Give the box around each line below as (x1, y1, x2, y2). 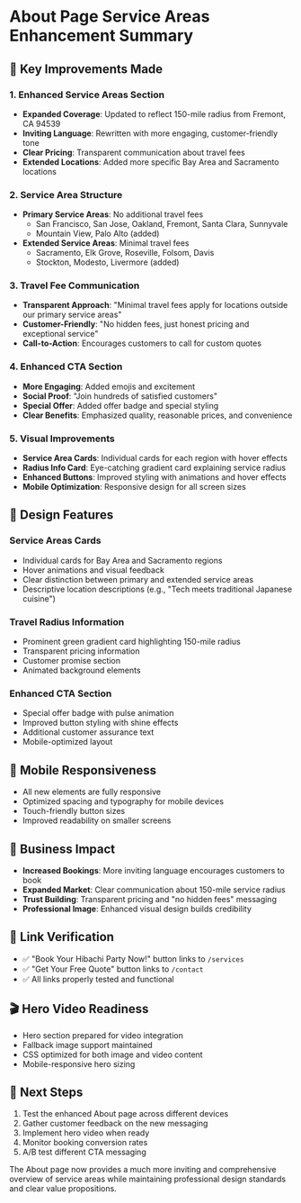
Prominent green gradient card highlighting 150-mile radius (22, 637, 241, 647)
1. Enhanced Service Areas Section (9, 88, 164, 101)
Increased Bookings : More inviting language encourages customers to (22, 864, 285, 875)
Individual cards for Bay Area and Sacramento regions (22, 555, 223, 565)
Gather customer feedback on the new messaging (22, 1118, 208, 1129)
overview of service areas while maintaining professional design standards (9, 1173, 286, 1185)
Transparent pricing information (22, 646, 141, 656)
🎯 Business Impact (9, 841, 115, 856)
